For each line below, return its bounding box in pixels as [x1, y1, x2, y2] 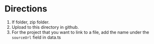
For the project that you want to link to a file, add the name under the [11, 29, 149, 35]
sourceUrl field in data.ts [11, 34, 61, 40]
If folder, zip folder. [11, 19, 50, 25]
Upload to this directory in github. [11, 24, 79, 30]
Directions [4, 3, 47, 14]
